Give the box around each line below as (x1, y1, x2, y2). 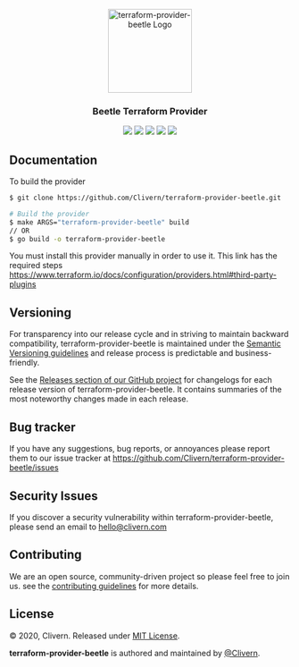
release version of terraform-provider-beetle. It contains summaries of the (9, 384, 283, 395)
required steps (9, 260, 63, 271)
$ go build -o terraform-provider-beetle (9, 234, 166, 243)
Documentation (9, 152, 98, 167)
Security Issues (9, 488, 98, 503)
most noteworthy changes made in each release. (9, 393, 189, 404)
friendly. (9, 358, 40, 368)
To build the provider (9, 176, 87, 187)
